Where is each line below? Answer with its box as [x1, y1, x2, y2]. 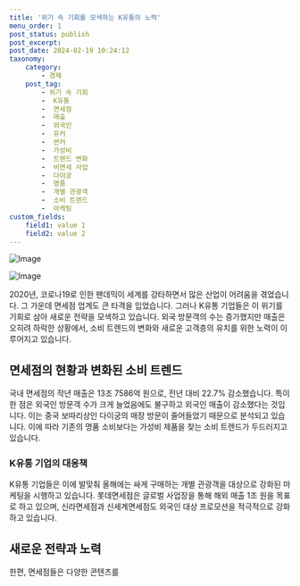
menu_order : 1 [9, 21, 62, 30]
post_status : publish [9, 29, 90, 38]
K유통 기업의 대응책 [9, 457, 87, 470]
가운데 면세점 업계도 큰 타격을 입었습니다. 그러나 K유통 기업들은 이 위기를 [29, 300, 283, 311]
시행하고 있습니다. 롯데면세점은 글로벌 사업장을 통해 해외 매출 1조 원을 [32, 490, 275, 501]
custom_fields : [9, 212, 66, 222]
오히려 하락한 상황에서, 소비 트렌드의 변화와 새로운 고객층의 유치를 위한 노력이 [9, 322, 279, 333]
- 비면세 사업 [41, 163, 88, 172]
